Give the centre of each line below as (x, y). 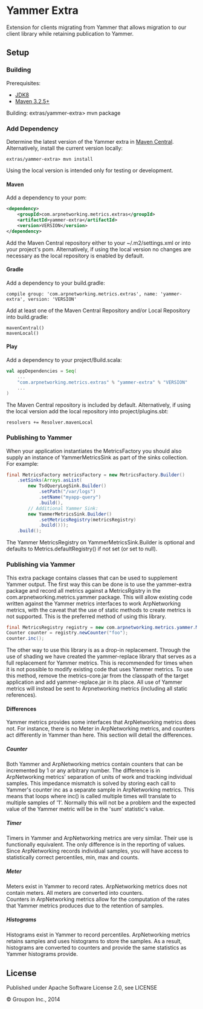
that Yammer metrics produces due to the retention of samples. (85, 906)
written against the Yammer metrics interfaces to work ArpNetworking (94, 603)
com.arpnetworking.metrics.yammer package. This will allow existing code (99, 597)
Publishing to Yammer (39, 437)
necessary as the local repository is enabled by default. (75, 256)
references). (22, 695)
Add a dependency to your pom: (47, 198)
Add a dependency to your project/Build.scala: (64, 359)
